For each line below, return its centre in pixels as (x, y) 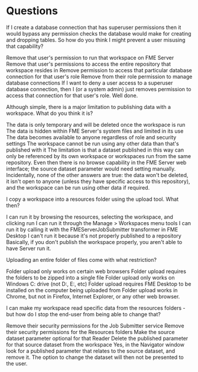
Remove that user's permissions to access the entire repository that (89, 64)
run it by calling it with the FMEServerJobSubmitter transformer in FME (92, 229)
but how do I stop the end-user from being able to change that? (83, 314)
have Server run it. (29, 248)
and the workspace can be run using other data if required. (78, 187)
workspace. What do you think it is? (50, 113)
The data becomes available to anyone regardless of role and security (91, 137)
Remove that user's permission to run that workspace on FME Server (90, 57)
